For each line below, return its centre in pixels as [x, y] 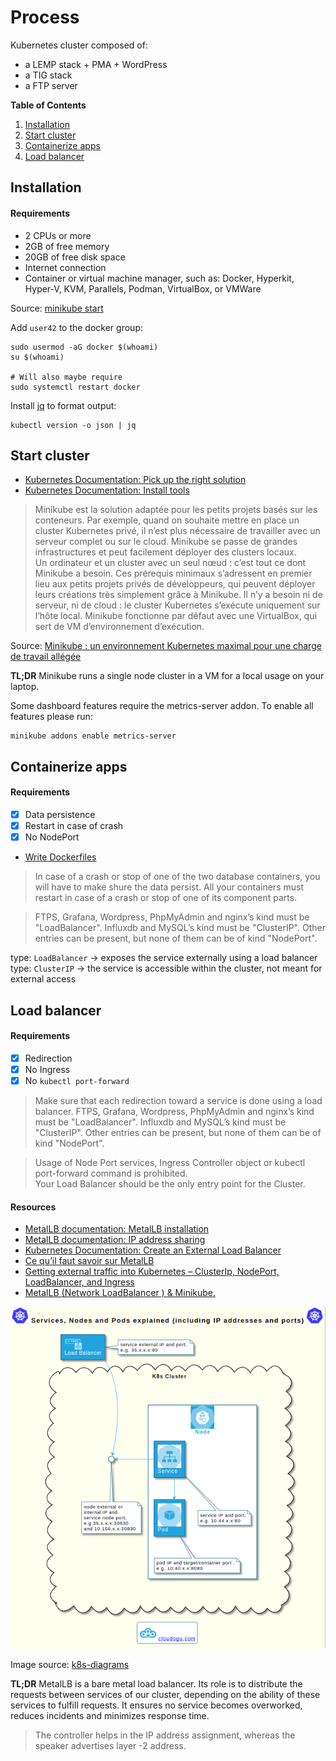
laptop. [25, 687]
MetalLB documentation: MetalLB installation [117, 1229]
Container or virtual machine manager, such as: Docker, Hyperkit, [159, 278]
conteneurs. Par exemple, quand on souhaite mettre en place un [167, 520]
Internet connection [65, 267]
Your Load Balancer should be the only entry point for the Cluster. [170, 1183]
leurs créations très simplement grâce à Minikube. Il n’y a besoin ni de [178, 595]
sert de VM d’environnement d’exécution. [119, 627]
